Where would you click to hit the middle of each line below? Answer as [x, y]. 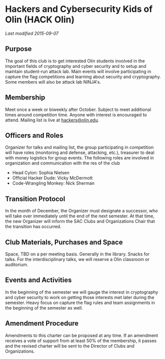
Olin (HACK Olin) [40, 20]
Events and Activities [39, 280]
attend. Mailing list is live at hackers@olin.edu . [52, 120]
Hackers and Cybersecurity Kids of [79, 9]
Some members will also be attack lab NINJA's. [53, 82]
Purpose [19, 49]
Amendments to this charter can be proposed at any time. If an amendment [82, 335]
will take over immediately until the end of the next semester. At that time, [80, 216]
